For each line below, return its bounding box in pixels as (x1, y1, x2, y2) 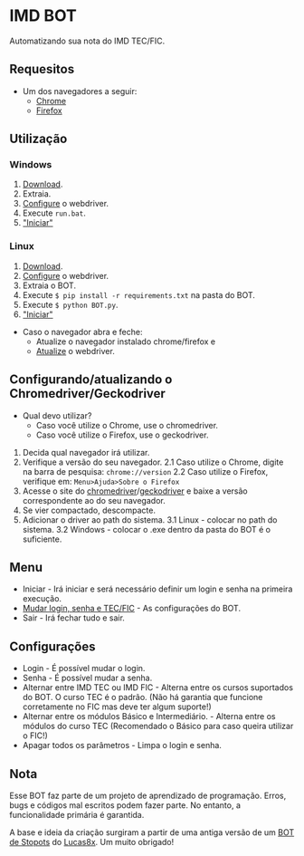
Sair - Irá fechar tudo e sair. (22, 612, 125, 623)
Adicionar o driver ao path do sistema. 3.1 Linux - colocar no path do (22, 514, 278, 525)
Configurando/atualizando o (9, 372, 173, 388)
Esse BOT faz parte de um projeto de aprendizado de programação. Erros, (9, 790, 287, 801)
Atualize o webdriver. (35, 345, 115, 356)
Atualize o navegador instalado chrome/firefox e (35, 336, 216, 347)
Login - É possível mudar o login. (22, 663, 146, 674)
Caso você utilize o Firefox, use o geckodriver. (35, 429, 209, 440)
